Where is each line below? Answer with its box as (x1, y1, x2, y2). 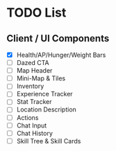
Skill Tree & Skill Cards (16, 136, 81, 145)
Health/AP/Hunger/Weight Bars (16, 51, 106, 59)
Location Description (16, 105, 77, 114)
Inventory (16, 82, 44, 91)
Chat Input (16, 121, 47, 130)
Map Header (16, 66, 53, 75)
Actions (16, 113, 39, 122)
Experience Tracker (16, 90, 74, 98)
